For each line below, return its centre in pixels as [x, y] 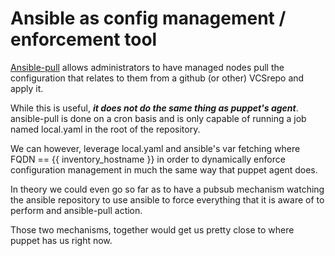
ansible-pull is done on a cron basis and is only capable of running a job [158, 118]
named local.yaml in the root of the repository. [105, 129]
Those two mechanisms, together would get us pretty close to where [152, 229]
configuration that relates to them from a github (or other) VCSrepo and [157, 78]
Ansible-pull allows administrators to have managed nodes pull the [147, 67]
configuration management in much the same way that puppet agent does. [164, 169]
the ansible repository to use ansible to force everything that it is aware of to [167, 199]
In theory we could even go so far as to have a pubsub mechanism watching [167, 189]
